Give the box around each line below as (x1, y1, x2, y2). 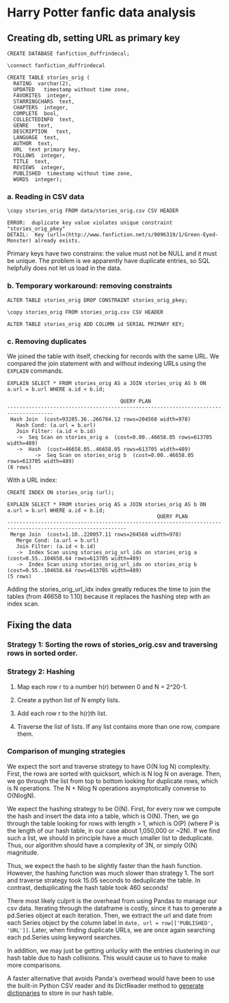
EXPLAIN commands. (7, 367, 64, 375)
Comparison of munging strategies (7, 747, 126, 756)
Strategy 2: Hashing (7, 667, 75, 676)
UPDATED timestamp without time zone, (13, 86, 130, 93)
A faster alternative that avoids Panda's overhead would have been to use (7, 974, 215, 982)
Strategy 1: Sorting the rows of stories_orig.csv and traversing (7, 640, 218, 649)
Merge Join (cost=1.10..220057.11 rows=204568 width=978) (10, 531, 183, 538)
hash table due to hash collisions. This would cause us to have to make (7, 954, 207, 962)
